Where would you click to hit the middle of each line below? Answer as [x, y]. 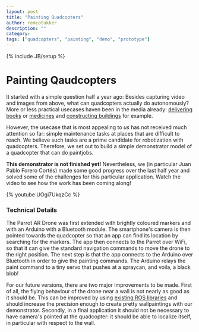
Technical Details [32, 210]
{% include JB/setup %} [36, 56]
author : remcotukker [32, 23]
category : [18, 34]
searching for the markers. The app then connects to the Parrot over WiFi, [97, 242]
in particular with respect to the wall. [51, 323]
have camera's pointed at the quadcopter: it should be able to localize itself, [99, 317]
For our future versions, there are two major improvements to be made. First [99, 285]
